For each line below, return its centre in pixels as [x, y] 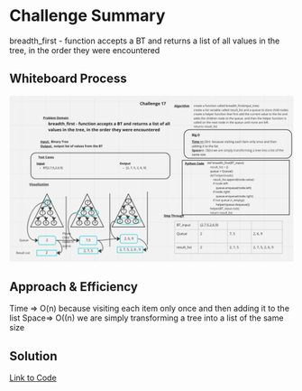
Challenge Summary [87, 16]
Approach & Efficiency [73, 287]
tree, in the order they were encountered [85, 50]
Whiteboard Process [69, 79]
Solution [33, 356]
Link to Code [33, 378]
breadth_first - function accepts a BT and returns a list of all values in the [145, 41]
